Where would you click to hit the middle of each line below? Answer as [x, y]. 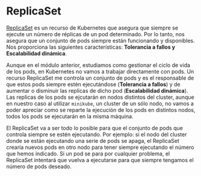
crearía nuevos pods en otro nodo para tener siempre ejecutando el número [100, 147]
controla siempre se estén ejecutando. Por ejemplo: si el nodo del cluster [97, 134]
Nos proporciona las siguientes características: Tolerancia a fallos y [91, 47]
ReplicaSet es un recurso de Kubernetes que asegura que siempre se [92, 28]
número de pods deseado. [39, 166]
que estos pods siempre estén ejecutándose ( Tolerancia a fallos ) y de [93, 84]
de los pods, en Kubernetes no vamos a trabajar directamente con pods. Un [100, 71]
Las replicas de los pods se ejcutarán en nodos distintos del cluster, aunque [100, 97]
